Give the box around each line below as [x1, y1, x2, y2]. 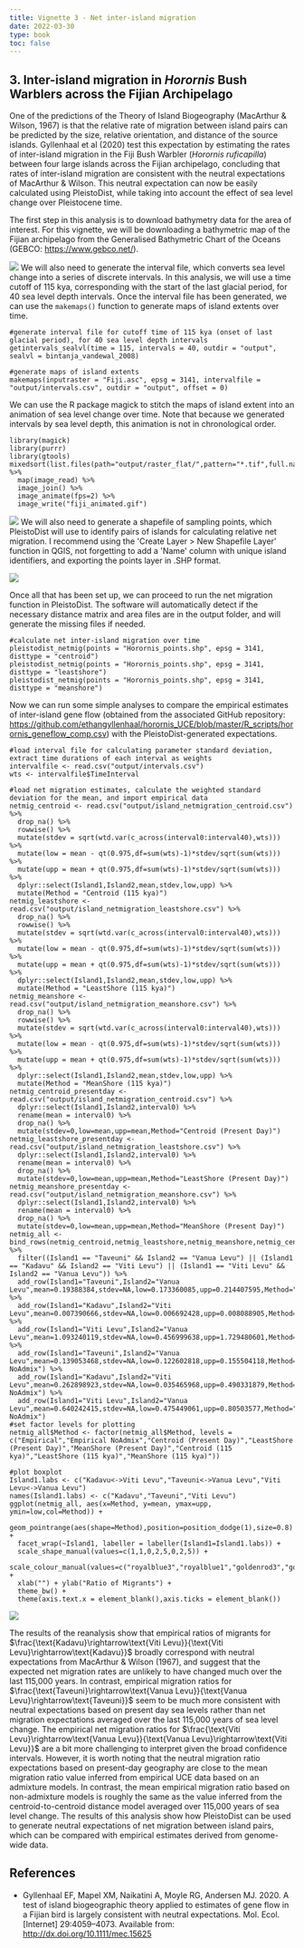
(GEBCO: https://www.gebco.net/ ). [9, 244, 138, 255]
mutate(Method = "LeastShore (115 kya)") [17, 984, 176, 993]
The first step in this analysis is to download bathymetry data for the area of [9, 215, 292, 226]
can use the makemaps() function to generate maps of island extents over [9, 301, 280, 312]
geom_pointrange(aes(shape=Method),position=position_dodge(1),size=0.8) [9, 1524, 294, 1533]
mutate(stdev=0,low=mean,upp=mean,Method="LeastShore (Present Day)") [17, 1175, 290, 1184]
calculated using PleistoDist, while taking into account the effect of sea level [9, 188, 293, 199]
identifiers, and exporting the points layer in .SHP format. [9, 555, 222, 567]
